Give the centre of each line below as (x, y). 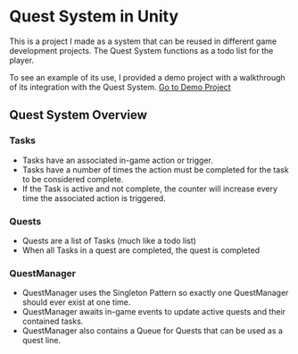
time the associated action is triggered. (94, 198)
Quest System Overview (78, 115)
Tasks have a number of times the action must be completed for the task (155, 169)
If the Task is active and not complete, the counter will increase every (150, 189)
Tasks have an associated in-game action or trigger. (118, 160)
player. (21, 60)
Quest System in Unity (94, 17)
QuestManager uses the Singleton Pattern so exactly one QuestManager (155, 293)
